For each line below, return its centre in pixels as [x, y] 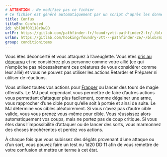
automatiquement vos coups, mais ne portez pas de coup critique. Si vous [81, 119]
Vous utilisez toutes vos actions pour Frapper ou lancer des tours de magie [82, 87]
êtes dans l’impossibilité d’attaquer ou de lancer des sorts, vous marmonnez [83, 124]
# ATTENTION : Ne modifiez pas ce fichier [50, 10]
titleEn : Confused [24, 24]
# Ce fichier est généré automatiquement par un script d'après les [78, 14]
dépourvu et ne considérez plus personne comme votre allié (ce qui [75, 62]
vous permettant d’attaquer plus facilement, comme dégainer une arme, [79, 98]
